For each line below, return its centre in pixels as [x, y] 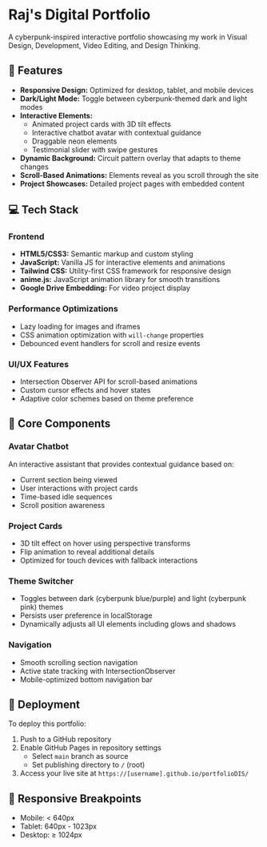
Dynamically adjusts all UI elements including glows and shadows [128, 624]
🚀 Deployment [44, 704]
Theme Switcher [41, 581]
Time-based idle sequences [66, 496]
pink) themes [42, 607]
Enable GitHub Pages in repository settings [90, 748]
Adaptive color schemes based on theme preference [107, 399]
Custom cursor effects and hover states [85, 390]
